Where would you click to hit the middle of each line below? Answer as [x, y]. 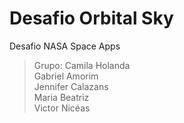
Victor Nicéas [62, 108]
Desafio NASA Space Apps [65, 46]
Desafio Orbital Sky [91, 18]
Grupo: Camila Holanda [82, 65]
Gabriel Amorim [66, 76]
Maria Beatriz [61, 97]
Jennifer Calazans [71, 86]
